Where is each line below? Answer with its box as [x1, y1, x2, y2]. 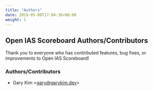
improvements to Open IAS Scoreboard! [5, 55, 90, 62]
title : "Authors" [5, 7, 42, 13]
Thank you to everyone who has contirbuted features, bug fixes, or [5, 50, 146, 56]
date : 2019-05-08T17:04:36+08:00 [5, 12, 77, 17]
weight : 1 [5, 17, 27, 22]
